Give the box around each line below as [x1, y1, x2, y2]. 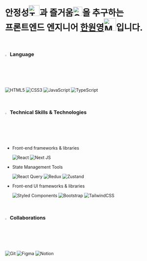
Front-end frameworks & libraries [12, 145, 79, 151]
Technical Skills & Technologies [9, 108, 87, 115]
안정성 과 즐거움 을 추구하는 [5, 7, 124, 19]
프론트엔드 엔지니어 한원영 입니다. [5, 22, 143, 33]
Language [9, 51, 34, 57]
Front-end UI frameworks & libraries [12, 183, 85, 189]
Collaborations [9, 214, 46, 221]
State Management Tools [12, 164, 63, 170]
